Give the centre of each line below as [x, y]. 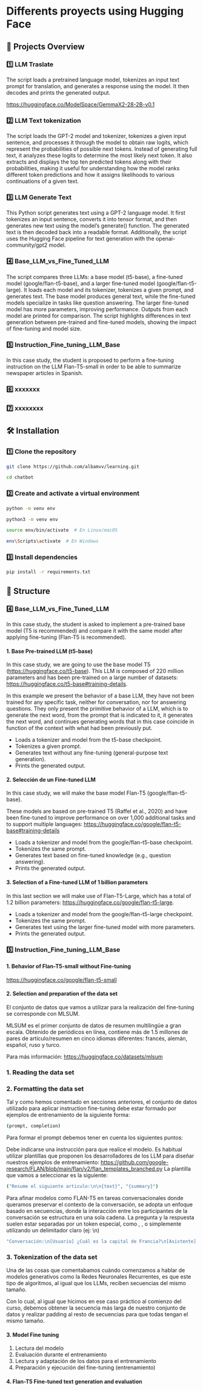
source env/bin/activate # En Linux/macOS [62, 530]
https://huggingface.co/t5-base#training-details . [67, 684]
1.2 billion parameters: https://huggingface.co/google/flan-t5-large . [90, 902]
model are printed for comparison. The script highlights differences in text [98, 316]
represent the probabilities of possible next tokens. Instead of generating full [102, 149]
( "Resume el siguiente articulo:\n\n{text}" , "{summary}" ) [82, 1187]
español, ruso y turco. [34, 1044]
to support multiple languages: [45, 824]
